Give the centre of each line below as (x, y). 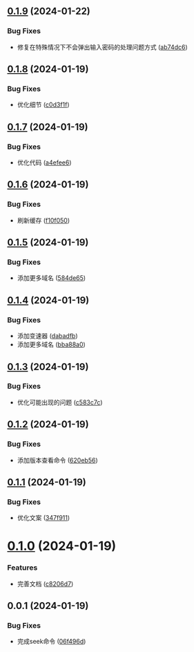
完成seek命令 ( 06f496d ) (51, 642)
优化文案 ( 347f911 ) (43, 518)
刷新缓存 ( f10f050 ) (43, 220)
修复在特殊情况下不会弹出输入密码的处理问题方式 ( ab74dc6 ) (102, 47)
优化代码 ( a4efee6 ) (44, 162)
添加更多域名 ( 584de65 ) (51, 278)
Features (22, 568)
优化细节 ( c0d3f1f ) (43, 105)
